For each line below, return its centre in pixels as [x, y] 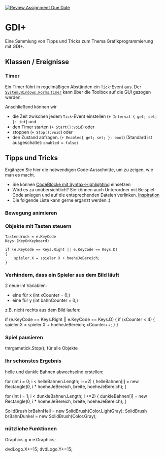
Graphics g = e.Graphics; [30, 439]
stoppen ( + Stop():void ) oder [42, 132]
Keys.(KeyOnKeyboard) [27, 241]
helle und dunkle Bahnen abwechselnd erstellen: [54, 372]
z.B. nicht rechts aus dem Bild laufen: [43, 310]
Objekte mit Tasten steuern [38, 226]
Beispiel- [147, 190]
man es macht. [20, 175]
